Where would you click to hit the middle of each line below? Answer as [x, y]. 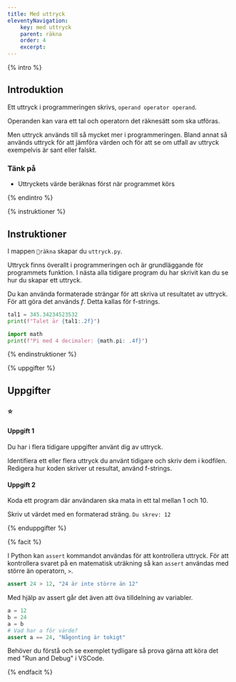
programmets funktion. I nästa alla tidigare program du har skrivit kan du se [118, 273]
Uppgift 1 [21, 431]
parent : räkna [41, 34]
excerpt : [33, 47]
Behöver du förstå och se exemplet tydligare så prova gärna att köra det [113, 651]
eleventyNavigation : [38, 21]
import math [25, 334]
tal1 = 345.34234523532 [43, 315]
